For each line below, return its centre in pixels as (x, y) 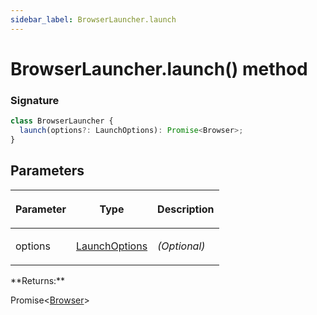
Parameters (47, 171)
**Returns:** (38, 280)
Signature (35, 100)
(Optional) (181, 246)
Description (186, 209)
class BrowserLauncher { (62, 121)
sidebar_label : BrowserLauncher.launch (93, 19)
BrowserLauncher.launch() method (159, 68)
